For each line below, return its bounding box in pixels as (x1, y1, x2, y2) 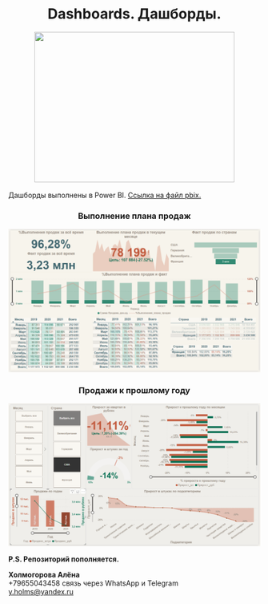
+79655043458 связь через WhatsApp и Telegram (8, 578, 178, 588)
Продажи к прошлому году (78, 384, 190, 395)
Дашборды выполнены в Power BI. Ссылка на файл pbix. (8, 190, 202, 200)
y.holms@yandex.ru (8, 586, 74, 596)
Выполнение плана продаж (78, 210, 191, 221)
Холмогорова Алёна (8, 570, 80, 579)
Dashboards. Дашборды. (47, 5, 222, 23)
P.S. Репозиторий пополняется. (8, 554, 120, 564)
